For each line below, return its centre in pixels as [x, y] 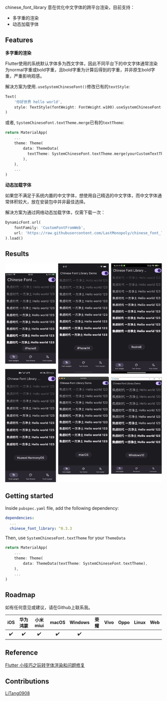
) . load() [14, 238]
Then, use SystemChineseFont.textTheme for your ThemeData [65, 538]
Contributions [27, 681]
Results [17, 254]
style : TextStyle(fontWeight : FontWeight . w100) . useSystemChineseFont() [90, 107]
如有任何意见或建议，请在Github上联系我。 [49, 608]
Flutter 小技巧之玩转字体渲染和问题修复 [45, 665]
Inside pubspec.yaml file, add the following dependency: [62, 508]
